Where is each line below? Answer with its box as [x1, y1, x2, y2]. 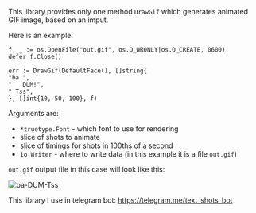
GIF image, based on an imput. [8, 15, 109, 25]
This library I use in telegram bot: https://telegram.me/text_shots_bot [8, 196, 233, 205]
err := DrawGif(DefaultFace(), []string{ [8, 67, 148, 75]
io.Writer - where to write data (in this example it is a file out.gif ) [19, 149, 237, 158]
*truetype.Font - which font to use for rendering [19, 124, 179, 134]
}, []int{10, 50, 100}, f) [8, 95, 98, 103]
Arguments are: [8, 109, 60, 118]
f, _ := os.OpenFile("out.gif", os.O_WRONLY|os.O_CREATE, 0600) [8, 46, 226, 54]
